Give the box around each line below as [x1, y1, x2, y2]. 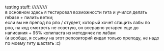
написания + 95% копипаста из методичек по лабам [5, 30, 116, 35]
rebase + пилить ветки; [5, 15, 54, 20]
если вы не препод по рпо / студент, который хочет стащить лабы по [5, 19, 150, 25]
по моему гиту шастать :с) [5, 40, 61, 46]
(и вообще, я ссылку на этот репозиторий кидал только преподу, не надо [5, 35, 160, 41]
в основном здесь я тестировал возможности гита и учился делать [5, 9, 147, 15]
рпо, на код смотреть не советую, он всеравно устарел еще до [5, 25, 139, 31]
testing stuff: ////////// [5, 4, 48, 10]
